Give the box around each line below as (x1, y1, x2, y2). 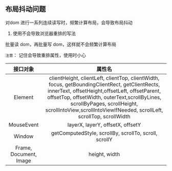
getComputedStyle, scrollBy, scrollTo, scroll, (51, 130, 158, 137)
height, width (89, 151, 120, 158)
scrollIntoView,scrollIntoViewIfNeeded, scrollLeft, (45, 106, 163, 114)
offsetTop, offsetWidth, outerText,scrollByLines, (47, 94, 161, 101)
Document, (10, 151, 37, 158)
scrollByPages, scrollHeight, (70, 100, 138, 107)
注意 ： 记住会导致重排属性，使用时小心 (5, 52, 86, 58)
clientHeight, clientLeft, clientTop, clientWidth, (49, 74, 160, 81)
